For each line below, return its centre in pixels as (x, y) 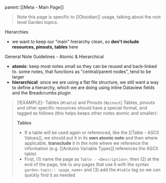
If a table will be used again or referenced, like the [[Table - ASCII (92, 132)
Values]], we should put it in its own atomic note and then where (91, 138)
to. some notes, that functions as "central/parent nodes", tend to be (81, 71)
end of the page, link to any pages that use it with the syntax (87, 164)
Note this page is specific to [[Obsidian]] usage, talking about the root (89, 17)
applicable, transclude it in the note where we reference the (86, 143)
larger (18, 77)
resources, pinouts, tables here (45, 47)
